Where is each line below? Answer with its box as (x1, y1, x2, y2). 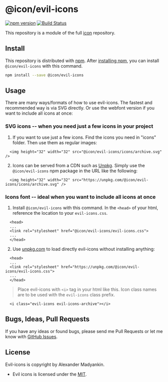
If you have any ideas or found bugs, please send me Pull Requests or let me (5, 328, 163, 334)
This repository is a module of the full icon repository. (5, 30, 115, 36)
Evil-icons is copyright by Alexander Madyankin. (5, 361, 105, 367)
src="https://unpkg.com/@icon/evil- (72, 177, 149, 182)
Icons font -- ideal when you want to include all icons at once (5, 193, 156, 200)
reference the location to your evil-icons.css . (12, 210, 108, 216)
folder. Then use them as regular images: (12, 139, 97, 146)
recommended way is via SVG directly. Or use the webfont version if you (5, 105, 155, 111)
